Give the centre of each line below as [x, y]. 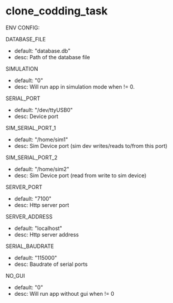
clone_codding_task [57, 11]
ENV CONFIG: [23, 28]
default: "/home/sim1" [41, 140]
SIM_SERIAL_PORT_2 [32, 157]
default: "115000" [36, 257]
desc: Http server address [46, 234]
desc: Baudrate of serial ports [51, 264]
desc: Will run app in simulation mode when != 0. [75, 87]
